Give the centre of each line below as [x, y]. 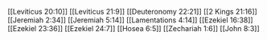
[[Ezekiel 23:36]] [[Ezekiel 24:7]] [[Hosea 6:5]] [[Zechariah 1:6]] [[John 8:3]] [133, 28]
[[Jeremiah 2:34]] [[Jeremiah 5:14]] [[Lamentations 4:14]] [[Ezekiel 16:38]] [131, 20]
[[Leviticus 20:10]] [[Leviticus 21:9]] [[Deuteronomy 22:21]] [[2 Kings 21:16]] [133, 12]
